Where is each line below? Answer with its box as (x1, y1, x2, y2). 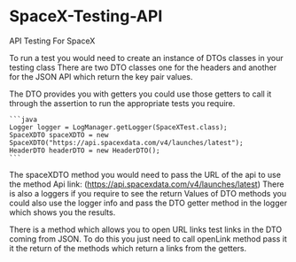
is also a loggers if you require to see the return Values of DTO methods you (9, 188, 286, 198)
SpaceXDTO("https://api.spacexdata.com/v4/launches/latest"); (9, 138, 244, 147)
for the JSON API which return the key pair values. (9, 71, 193, 81)
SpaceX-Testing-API (9, 6, 163, 27)
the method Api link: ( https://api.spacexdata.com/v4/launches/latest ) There (9, 179, 284, 189)
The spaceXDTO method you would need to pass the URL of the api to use (9, 169, 282, 180)
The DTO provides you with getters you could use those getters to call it (9, 89, 272, 99)
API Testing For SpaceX (9, 35, 96, 46)
